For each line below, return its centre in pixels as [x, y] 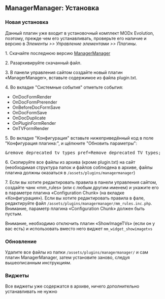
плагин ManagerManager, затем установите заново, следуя [67, 257]
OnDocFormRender [32, 97]
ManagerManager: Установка [52, 8]
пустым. [14, 214]
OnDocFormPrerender [35, 102]
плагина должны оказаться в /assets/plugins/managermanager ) [70, 172]
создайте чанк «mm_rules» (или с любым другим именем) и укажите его [82, 187]
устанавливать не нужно [31, 292]
